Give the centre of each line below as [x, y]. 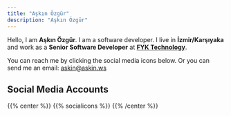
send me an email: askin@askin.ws [57, 68]
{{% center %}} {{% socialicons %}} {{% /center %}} [83, 106]
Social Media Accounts [58, 89]
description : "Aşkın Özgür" [48, 20]
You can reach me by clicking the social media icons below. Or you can [108, 60]
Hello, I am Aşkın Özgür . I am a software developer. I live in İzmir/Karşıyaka [115, 39]
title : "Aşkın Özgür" [38, 13]
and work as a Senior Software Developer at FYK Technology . [97, 47]
